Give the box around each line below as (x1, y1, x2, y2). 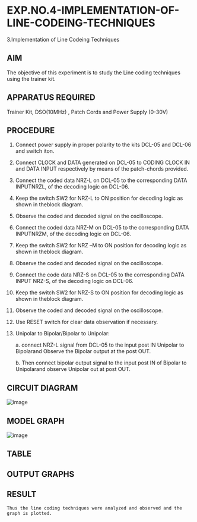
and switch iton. (15, 147, 55, 155)
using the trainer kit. (7, 75, 56, 82)
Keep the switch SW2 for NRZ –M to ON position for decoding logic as (15, 242, 187, 249)
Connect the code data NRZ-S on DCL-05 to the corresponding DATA (15, 271, 185, 278)
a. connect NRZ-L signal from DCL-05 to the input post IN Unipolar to (15, 341, 185, 348)
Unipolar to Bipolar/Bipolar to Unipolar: (15, 330, 110, 337)
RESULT (7, 489, 37, 499)
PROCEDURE (7, 125, 55, 136)
